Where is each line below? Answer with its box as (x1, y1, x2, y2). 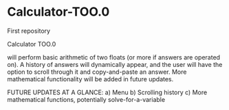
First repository (7, 27, 50, 35)
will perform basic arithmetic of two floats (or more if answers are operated (7, 53, 221, 61)
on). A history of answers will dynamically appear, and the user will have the (7, 60, 223, 68)
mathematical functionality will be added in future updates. (7, 74, 174, 83)
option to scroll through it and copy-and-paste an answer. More (7, 68, 187, 76)
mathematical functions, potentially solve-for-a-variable (7, 95, 166, 103)
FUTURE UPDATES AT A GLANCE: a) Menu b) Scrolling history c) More (7, 88, 208, 96)
